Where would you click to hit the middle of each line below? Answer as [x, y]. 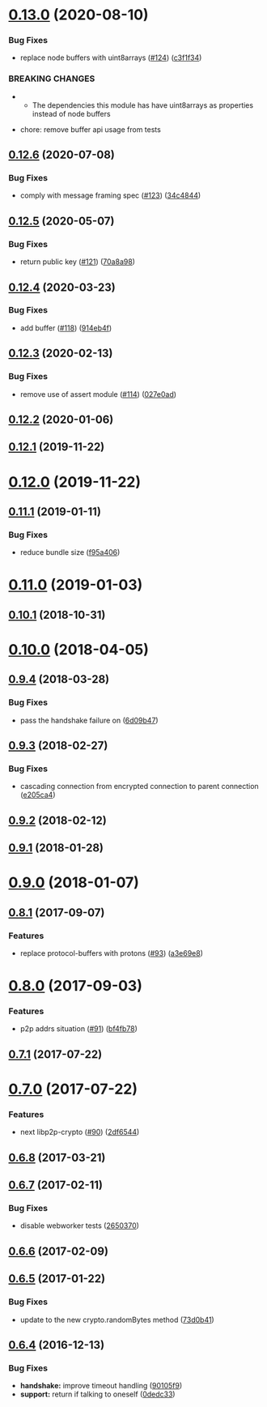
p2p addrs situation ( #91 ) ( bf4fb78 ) [78, 1029]
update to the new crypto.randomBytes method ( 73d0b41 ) [117, 1320]
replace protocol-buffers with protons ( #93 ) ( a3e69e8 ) [112, 953]
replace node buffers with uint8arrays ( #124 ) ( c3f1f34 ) [111, 58]
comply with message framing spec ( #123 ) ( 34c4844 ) [110, 195]
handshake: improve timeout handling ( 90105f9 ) [101, 1386]
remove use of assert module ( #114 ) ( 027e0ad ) [98, 394]
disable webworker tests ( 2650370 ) [80, 1226]
